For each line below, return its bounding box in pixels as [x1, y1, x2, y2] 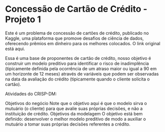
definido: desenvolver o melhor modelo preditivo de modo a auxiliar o [5, 116, 146, 122]
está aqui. [5, 46, 26, 52]
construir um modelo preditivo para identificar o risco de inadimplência [5, 60, 149, 66]
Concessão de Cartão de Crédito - [5, 3, 148, 15]
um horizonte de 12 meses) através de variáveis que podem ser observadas [5, 71, 159, 77]
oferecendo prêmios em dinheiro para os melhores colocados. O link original [5, 40, 161, 46]
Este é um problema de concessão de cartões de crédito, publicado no [5, 30, 149, 36]
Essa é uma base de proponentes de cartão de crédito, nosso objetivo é [5, 55, 151, 61]
